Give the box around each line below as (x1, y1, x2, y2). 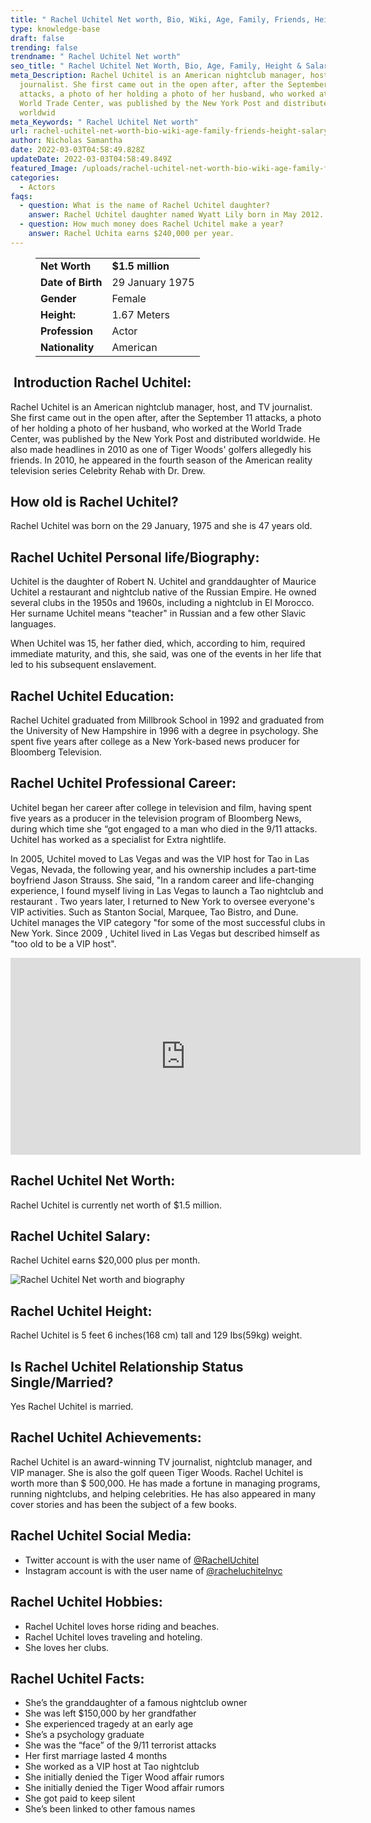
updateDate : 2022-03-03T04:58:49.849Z (10, 154, 172, 164)
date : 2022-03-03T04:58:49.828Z (10, 145, 145, 155)
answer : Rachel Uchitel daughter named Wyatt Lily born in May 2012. (28, 210, 325, 220)
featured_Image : (10, 163, 78, 173)
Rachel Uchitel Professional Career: (10, 775, 237, 792)
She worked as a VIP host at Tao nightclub (24, 1761, 200, 1773)
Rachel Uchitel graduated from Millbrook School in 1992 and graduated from (10, 714, 325, 726)
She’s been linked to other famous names (24, 1803, 196, 1815)
